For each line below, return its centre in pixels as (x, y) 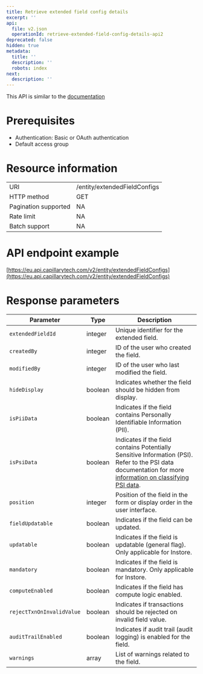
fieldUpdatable (31, 523)
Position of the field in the (152, 494)
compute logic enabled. (149, 594)
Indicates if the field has (150, 587)
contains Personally (143, 415)
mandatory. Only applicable (155, 569)
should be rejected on (147, 612)
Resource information (62, 168)
